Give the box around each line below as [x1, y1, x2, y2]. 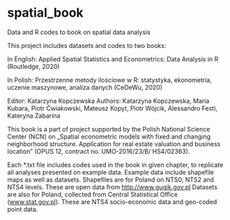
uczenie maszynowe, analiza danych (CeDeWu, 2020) [7, 83, 162, 91]
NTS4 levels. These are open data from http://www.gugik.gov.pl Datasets [7, 182, 218, 191]
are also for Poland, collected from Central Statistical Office [7, 190, 178, 198]
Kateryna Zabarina [7, 111, 61, 120]
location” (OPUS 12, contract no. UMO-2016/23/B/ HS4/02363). [7, 147, 190, 155]
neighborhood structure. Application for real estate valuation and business [7, 139, 221, 148]
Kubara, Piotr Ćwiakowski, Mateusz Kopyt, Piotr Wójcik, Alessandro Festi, [7, 104, 218, 112]
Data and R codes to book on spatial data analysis [7, 28, 151, 36]
